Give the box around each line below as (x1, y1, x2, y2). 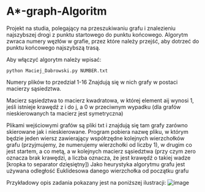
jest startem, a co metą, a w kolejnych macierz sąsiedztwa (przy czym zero (6, 147, 196, 155)
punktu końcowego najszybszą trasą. (6, 44, 101, 51)
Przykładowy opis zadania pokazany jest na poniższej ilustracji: (6, 179, 166, 186)
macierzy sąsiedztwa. (6, 84, 62, 92)
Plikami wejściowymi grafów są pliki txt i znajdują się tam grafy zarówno (6, 121, 188, 129)
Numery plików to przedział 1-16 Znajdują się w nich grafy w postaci (6, 78, 178, 86)
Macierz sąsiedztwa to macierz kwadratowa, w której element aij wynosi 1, (6, 97, 194, 104)
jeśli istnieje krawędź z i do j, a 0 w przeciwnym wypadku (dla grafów (6, 103, 181, 111)
